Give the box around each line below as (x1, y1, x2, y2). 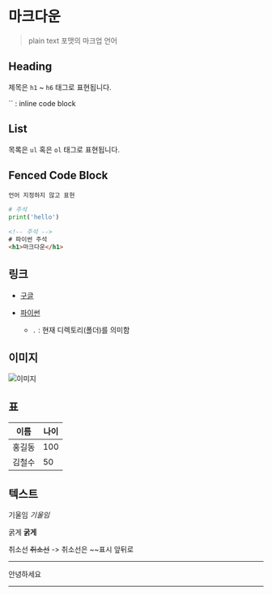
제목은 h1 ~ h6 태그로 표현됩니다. (8, 82, 112, 92)
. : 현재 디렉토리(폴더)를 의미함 (32, 325, 130, 335)
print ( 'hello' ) (8, 213, 60, 221)
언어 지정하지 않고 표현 (8, 191, 75, 199)
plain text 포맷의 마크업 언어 (28, 36, 117, 45)
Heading (8, 60, 53, 74)
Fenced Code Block (8, 168, 108, 182)
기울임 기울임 (8, 510, 50, 520)
